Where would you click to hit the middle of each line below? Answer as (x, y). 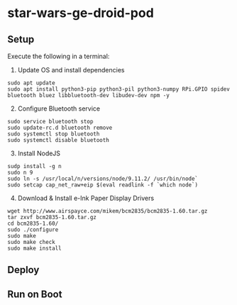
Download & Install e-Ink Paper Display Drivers (86, 198)
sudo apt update (31, 83)
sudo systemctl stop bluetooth (54, 134)
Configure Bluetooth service (59, 109)
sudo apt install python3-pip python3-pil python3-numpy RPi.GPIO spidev (119, 89)
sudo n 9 (20, 172)
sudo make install (34, 248)
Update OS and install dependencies (71, 70)
